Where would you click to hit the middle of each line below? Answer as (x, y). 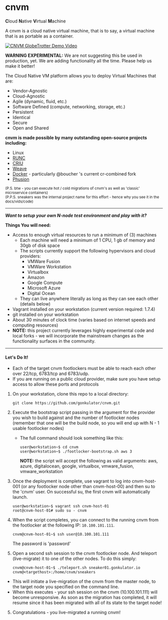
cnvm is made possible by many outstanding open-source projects (76, 137)
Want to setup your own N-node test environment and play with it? (76, 215)
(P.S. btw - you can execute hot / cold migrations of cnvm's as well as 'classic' (72, 188)
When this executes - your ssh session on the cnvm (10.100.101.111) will (85, 592)
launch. (20, 497)
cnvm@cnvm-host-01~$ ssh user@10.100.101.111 (60, 534)
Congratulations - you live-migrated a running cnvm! (66, 612)
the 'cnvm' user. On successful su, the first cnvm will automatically (81, 492)
